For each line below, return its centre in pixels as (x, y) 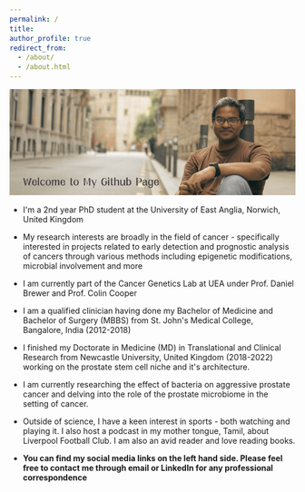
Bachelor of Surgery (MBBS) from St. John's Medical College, (138, 320)
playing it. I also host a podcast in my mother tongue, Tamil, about (146, 430)
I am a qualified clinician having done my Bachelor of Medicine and (148, 310)
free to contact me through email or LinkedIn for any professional (148, 467)
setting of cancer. (55, 403)
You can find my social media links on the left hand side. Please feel (152, 458)
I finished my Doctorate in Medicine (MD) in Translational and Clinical (152, 347)
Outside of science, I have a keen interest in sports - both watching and (156, 421)
